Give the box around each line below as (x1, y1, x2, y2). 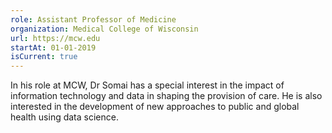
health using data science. (10, 111, 119, 123)
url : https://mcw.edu (10, 33, 101, 43)
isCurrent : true (10, 52, 78, 62)
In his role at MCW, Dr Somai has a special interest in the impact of (10, 79, 285, 91)
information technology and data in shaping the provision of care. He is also (10, 90, 323, 102)
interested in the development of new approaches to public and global (10, 101, 300, 113)
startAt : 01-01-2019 (10, 42, 97, 53)
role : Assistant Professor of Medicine (10, 14, 177, 25)
